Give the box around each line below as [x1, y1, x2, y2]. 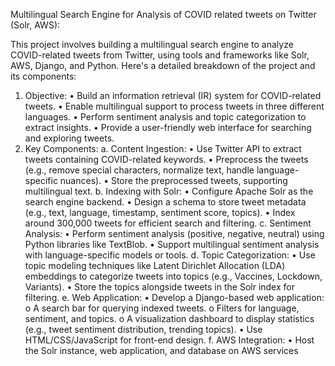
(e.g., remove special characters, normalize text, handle [24, 164, 255, 176]
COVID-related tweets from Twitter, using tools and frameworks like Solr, [10, 49, 310, 61]
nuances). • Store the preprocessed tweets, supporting [59, 175, 288, 186]
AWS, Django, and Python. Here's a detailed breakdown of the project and [10, 60, 316, 71]
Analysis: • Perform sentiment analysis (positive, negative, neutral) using [24, 228, 325, 239]
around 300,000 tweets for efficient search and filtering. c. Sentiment [24, 217, 312, 229]
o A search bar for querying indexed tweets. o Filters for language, [24, 302, 300, 314]
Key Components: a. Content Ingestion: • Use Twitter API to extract [24, 143, 302, 154]
